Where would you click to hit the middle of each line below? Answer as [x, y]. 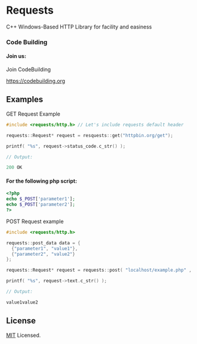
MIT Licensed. [24, 335]
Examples [25, 99]
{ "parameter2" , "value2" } [43, 254]
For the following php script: [42, 181]
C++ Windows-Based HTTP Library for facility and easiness [79, 27]
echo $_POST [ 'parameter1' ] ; [41, 199]
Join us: [16, 56]
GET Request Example [33, 114]
